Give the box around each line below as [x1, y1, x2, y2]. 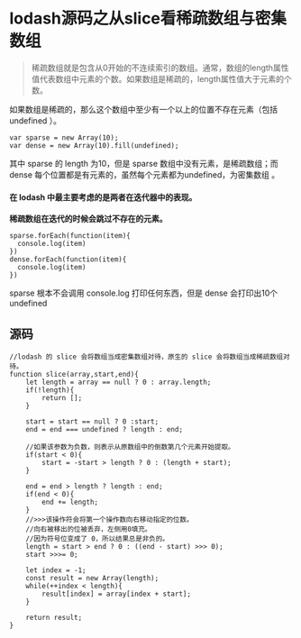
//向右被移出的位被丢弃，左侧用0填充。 [25, 524, 152, 533]
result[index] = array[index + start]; [41, 589, 192, 598]
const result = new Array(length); [25, 573, 160, 582]
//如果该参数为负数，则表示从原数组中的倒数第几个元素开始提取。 [25, 442, 235, 451]
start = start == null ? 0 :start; [25, 416, 160, 426]
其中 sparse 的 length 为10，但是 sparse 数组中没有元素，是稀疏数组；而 [9, 158, 278, 169]
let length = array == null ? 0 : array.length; [25, 378, 212, 387]
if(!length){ [25, 385, 75, 395]
